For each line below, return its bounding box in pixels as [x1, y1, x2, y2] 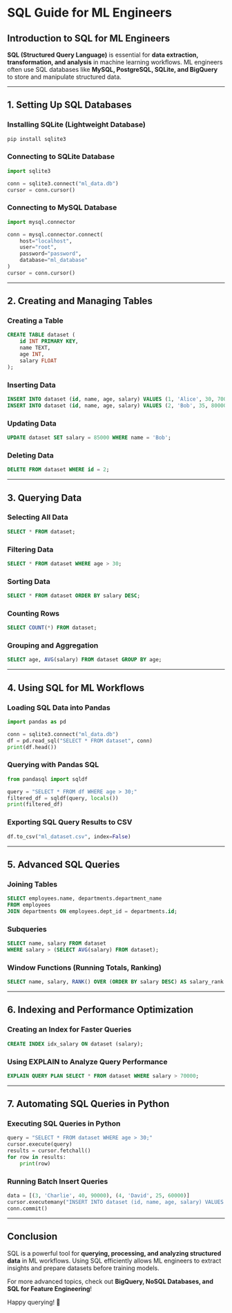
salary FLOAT [19, 357, 57, 364]
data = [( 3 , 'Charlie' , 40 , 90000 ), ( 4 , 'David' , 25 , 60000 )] [7, 1192, 190, 1200]
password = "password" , [19, 250, 81, 257]
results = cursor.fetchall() [7, 1147, 91, 1155]
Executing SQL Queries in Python [7, 1119, 121, 1128]
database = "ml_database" [19, 257, 88, 264]
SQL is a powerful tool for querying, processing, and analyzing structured [7, 1249, 222, 1257]
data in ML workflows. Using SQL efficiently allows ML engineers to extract [7, 1256, 222, 1265]
